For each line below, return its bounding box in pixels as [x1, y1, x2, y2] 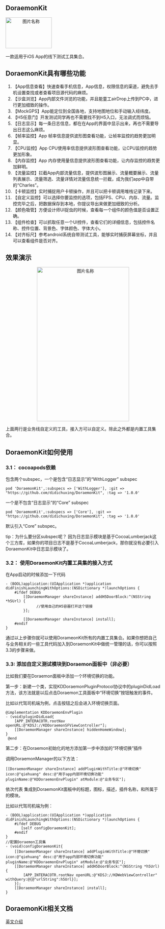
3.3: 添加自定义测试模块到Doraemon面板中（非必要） [5, 661, 133, 668]
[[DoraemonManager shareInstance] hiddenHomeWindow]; [14, 727, 127, 732]
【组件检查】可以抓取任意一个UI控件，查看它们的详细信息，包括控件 [12, 219, 151, 225]
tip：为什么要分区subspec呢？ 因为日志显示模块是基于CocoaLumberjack [5, 534, 153, 540]
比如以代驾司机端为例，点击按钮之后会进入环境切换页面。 [5, 700, 122, 706]
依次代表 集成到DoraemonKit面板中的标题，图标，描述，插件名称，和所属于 [5, 786, 159, 792]
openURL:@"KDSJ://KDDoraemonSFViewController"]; [5, 723, 107, 728]
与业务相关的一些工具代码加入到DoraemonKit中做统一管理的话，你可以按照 [5, 641, 157, 647]
